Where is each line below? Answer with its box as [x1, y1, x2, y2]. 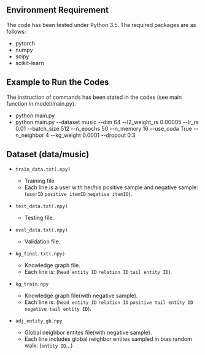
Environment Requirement [6, 5, 109, 15]
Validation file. [24, 238, 61, 245]
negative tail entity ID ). [24, 305, 92, 313]
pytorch [15, 39, 36, 47]
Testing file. [24, 214, 55, 222]
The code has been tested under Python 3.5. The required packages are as [6, 21, 196, 28]
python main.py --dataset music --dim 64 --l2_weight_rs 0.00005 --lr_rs [15, 118, 199, 125]
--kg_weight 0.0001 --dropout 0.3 [50, 131, 136, 139]
